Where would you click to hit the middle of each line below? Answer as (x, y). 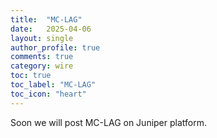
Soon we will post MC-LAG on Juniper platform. (109, 122)
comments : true (42, 57)
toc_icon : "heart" (48, 94)
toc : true (31, 76)
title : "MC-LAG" (46, 19)
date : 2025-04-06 (51, 29)
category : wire (42, 66)
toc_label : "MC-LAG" (53, 85)
